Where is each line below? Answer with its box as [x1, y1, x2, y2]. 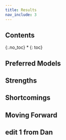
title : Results [5, 7, 37, 13]
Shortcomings [5, 93, 51, 102]
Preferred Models [5, 59, 61, 67]
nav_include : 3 [5, 12, 37, 17]
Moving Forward [5, 111, 57, 119]
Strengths [5, 77, 37, 85]
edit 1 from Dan [5, 128, 53, 137]
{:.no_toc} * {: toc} [5, 44, 43, 51]
